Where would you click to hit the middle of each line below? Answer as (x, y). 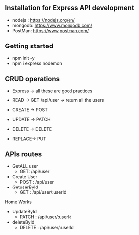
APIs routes (24, 154)
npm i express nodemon (37, 63)
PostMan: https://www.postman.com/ (51, 30)
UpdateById (25, 212)
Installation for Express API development (69, 8)
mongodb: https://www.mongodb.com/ (52, 25)
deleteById (23, 222)
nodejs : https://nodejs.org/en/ (44, 20)
